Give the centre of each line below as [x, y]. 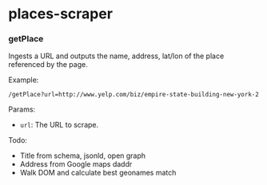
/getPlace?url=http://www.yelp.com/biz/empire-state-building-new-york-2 [134, 95]
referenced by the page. [48, 65]
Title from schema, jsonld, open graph [83, 155]
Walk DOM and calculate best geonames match [98, 173]
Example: [24, 80]
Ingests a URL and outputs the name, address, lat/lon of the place [116, 56]
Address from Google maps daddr [76, 164]
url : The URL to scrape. [59, 125]
